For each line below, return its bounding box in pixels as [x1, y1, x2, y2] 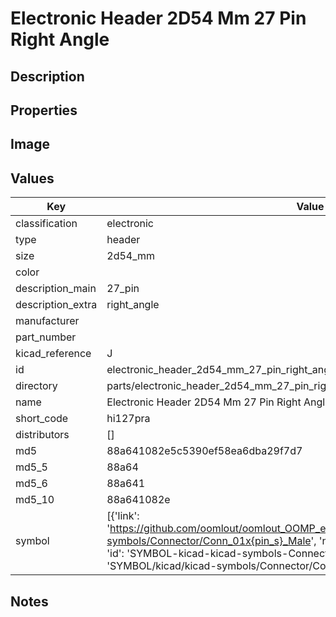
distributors [15, 428, 70, 442]
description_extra [15, 298, 98, 312]
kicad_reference [15, 347, 92, 361]
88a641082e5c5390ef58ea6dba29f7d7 [106, 444, 303, 458]
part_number [15, 330, 77, 344]
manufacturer [15, 314, 80, 328]
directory [15, 379, 58, 393]
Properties [10, 102, 78, 119]
